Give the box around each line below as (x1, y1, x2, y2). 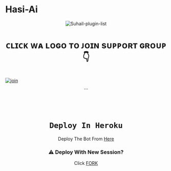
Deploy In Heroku (49, 121, 123, 131)
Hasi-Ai (5, 4, 38, 15)
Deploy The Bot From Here (58, 136, 114, 142)
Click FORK (74, 160, 98, 166)
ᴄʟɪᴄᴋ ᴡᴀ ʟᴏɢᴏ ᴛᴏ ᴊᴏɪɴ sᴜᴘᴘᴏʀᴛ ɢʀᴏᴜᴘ (6, 39, 166, 51)
